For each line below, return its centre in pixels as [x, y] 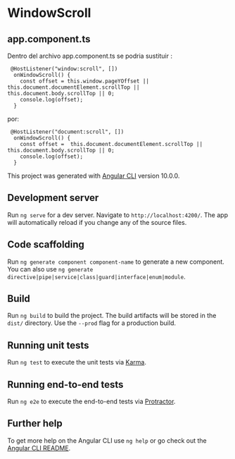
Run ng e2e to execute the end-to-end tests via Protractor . [91, 402]
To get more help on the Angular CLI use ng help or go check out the [107, 440]
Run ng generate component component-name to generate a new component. [116, 262]
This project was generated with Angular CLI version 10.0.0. [94, 176]
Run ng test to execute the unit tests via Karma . [77, 362]
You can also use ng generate [50, 269]
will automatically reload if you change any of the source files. [97, 222]
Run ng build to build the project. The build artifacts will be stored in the [112, 316]
